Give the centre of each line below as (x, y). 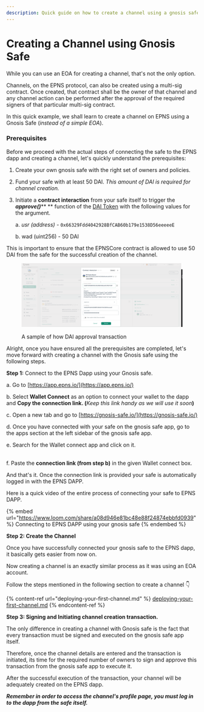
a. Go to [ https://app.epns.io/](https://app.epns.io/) (70, 385)
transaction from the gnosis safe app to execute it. (69, 666)
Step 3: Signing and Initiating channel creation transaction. (82, 617)
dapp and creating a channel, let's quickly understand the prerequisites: (96, 158)
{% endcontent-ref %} (77, 605)
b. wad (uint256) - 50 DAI (47, 236)
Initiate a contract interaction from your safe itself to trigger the (95, 200)
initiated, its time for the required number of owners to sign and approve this (102, 660)
